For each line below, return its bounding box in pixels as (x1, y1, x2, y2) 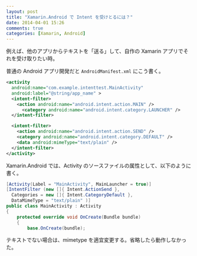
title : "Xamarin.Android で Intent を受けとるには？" (6, 14, 133, 20)
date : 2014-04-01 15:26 (6, 20, 65, 25)
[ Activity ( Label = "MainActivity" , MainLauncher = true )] (6, 181, 152, 187)
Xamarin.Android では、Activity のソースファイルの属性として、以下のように (6, 162, 192, 169)
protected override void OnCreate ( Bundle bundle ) (17, 214, 142, 220)
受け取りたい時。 (16, 55, 58, 62)
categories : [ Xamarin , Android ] (6, 31, 86, 37)
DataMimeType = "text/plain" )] (11, 197, 91, 204)
